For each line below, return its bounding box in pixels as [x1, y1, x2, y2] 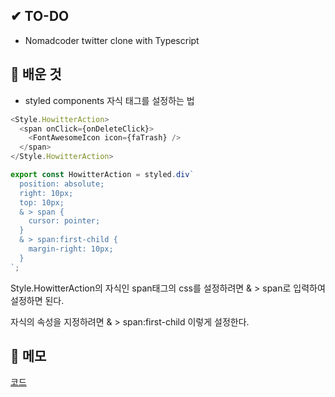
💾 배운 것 [10, 66, 62, 83]
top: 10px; [19, 197, 65, 208]
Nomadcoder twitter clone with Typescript [24, 34, 200, 46]
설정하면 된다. [10, 294, 65, 306]
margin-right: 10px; [28, 244, 114, 254]
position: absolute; [19, 179, 105, 189]
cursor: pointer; [28, 216, 101, 226]
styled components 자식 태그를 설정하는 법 [24, 94, 195, 106]
